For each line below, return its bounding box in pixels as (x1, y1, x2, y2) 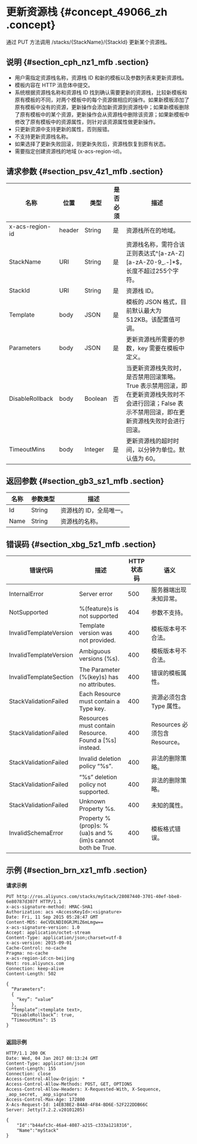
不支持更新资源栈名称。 (14, 133, 72, 140)
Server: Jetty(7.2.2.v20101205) (6, 1107, 85, 1113)
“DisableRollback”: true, (11, 1012, 75, 1018)
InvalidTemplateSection (9, 673, 74, 681)
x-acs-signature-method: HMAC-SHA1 (6, 904, 93, 910)
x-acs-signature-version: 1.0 (6, 924, 80, 930)
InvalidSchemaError (9, 829, 63, 837)
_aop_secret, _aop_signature (6, 1092, 77, 1098)
